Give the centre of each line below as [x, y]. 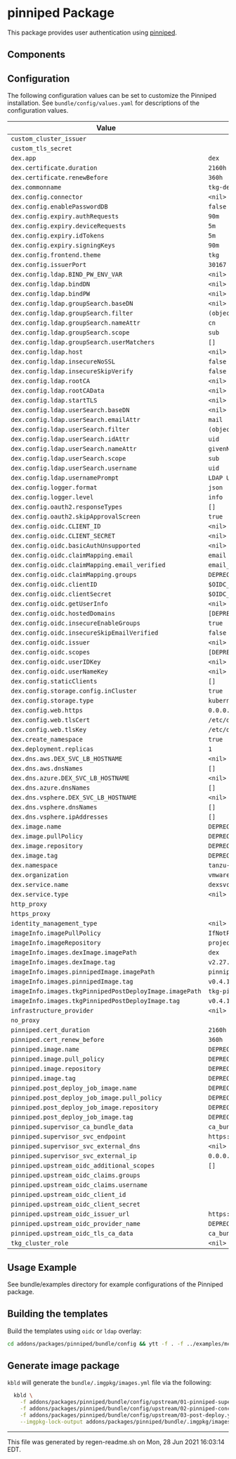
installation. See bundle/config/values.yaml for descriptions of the [104, 103]
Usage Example [42, 1267]
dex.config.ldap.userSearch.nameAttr [74, 449]
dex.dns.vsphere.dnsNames [54, 807]
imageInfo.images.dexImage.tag [63, 962]
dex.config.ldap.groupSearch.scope [70, 333]
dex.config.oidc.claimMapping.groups [74, 575]
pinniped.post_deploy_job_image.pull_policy [86, 1098]
